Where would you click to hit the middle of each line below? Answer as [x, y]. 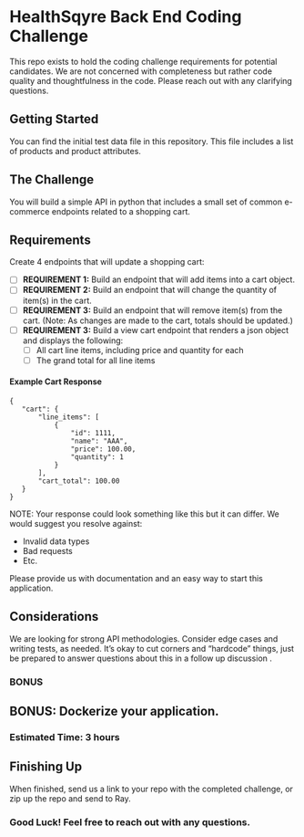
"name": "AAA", [99, 441]
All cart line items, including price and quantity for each [140, 350]
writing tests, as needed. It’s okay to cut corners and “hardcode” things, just [152, 648]
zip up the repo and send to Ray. [71, 798]
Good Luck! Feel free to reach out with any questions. [130, 821]
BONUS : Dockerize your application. [115, 711]
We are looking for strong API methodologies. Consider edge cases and [144, 638]
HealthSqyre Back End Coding [126, 17]
